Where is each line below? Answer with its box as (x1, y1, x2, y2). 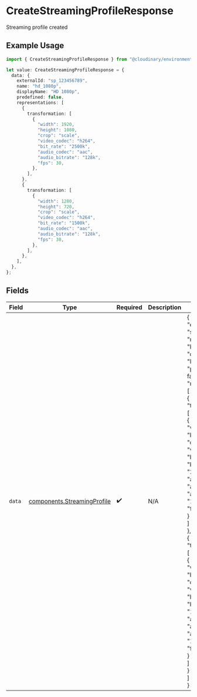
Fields (6, 286, 29, 296)
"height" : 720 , (37, 204, 75, 210)
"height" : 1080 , (37, 127, 77, 133)
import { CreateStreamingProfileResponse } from (6, 56, 127, 62)
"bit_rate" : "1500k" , (37, 220, 91, 226)
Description (148, 303, 182, 311)
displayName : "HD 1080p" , (16, 89, 80, 95)
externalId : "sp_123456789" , (16, 78, 88, 84)
